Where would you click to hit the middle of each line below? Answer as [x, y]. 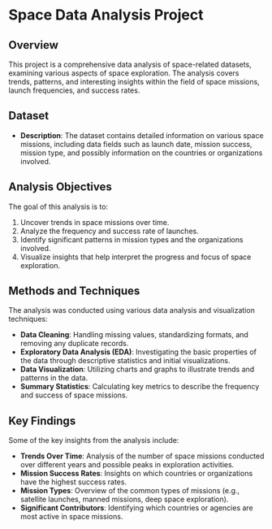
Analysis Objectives [60, 187]
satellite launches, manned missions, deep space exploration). [124, 499]
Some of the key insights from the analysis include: [94, 440]
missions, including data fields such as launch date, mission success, [136, 144]
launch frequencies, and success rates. [74, 90]
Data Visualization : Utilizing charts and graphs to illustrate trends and [137, 369]
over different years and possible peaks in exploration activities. [127, 465]
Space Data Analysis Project [106, 15]
